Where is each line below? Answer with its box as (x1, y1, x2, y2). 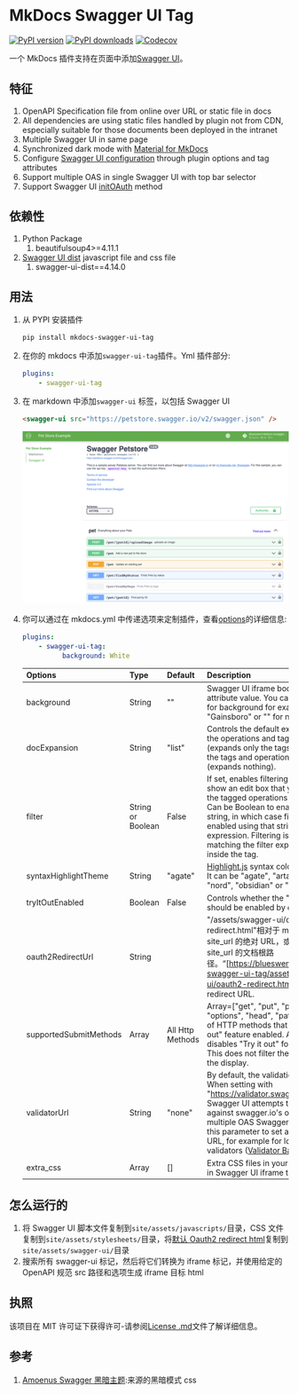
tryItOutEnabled (26, 897, 84, 908)
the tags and (207, 752, 253, 762)
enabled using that (207, 821, 275, 831)
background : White (61, 651, 130, 660)
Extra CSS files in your (207, 1157, 288, 1168)
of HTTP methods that (207, 1020, 288, 1030)
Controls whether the (207, 893, 284, 903)
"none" (167, 1107, 193, 1118)
